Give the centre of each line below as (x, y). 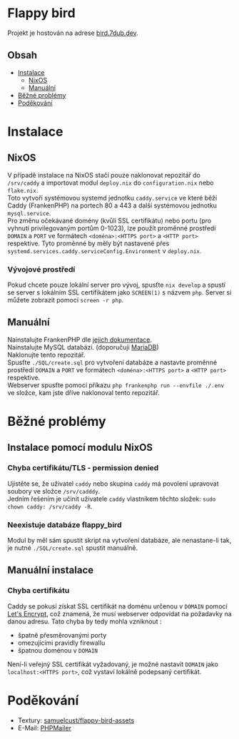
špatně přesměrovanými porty (62, 635)
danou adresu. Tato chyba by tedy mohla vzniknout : (85, 621)
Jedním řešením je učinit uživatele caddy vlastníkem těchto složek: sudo (112, 499)
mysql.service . (29, 213)
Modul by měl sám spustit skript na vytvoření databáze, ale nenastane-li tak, (119, 541)
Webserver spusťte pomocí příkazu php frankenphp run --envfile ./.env (116, 385)
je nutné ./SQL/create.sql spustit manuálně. (72, 548)
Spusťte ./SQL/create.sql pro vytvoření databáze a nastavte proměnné (112, 362)
